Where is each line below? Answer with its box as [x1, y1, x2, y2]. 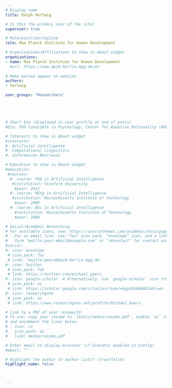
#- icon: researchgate [5, 291, 54, 296]
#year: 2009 [14, 200, 40, 206]
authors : [5, 78, 24, 84]
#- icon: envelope [5, 248, 45, 253]
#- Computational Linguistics [5, 148, 70, 153]
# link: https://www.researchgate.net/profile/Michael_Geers [7, 300, 141, 306]
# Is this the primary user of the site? [5, 22, 95, 27]
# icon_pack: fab [7, 267, 45, 272]
